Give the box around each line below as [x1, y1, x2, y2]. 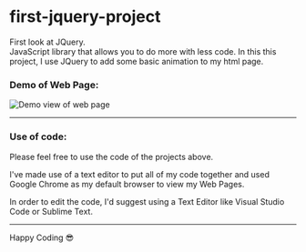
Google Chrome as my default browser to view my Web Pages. [9, 178, 245, 189]
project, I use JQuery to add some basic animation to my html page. [9, 55, 264, 66]
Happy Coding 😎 [9, 232, 75, 243]
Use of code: [9, 130, 67, 143]
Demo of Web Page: [9, 78, 99, 91]
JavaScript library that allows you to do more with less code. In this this [9, 45, 277, 56]
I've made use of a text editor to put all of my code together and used [9, 168, 270, 179]
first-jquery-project [9, 6, 161, 27]
